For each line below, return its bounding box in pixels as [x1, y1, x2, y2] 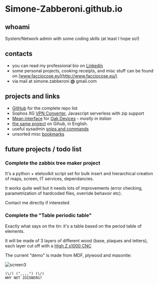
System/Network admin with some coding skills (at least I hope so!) [5, 35, 140, 41]
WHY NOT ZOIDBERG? [5, 275, 42, 280]
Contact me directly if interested [5, 200, 69, 206]
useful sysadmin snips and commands [12, 125, 89, 132]
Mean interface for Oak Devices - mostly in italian [12, 115, 111, 121]
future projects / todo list [5, 145, 82, 154]
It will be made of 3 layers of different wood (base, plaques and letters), [5, 237, 148, 244]
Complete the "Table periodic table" [5, 212, 92, 219]
